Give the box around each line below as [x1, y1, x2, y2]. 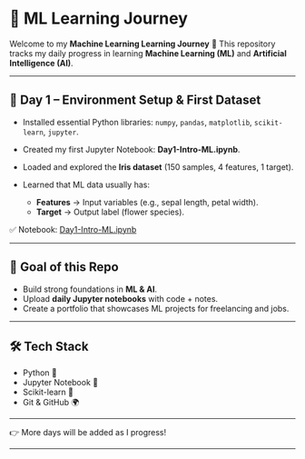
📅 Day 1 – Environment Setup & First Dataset [9, 93, 261, 108]
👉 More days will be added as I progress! [9, 427, 167, 438]
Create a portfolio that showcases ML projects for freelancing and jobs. [22, 303, 290, 314]
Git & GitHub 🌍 [22, 397, 80, 408]
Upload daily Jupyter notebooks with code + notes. [22, 293, 219, 304]
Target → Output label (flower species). [35, 206, 184, 217]
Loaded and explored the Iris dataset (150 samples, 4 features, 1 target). [22, 161, 294, 172]
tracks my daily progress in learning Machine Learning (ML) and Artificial [9, 47, 288, 58]
